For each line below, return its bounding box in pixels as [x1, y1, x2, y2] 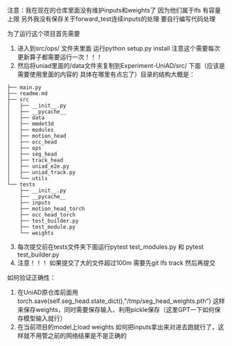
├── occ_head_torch [19, 211, 76, 218]
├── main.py [7, 84, 42, 91]
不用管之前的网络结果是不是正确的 [29, 331, 127, 340]
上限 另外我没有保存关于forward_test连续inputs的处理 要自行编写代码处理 [7, 15, 216, 23]
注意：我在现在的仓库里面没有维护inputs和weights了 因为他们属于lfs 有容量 [7, 6, 222, 14]
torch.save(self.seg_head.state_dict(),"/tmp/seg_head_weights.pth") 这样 [17, 297, 225, 305]
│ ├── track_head [7, 157, 64, 164]
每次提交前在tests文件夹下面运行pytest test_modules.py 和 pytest [17, 243, 204, 251]
